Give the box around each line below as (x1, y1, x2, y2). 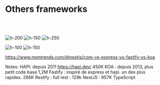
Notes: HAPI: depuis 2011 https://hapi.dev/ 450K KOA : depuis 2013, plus (5, 64, 154, 70)
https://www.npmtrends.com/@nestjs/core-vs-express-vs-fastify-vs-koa (5, 54, 156, 60)
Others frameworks (5, 3, 88, 15)
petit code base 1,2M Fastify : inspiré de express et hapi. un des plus (5, 69, 146, 75)
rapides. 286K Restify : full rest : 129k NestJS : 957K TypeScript (5, 74, 136, 80)
